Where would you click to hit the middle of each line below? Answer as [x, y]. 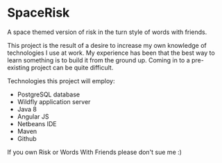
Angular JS [33, 117]
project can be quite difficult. [72, 67]
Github [27, 138]
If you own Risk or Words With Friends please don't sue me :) [95, 152]
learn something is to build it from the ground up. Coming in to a [99, 60]
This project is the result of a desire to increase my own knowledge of [107, 45]
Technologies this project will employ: [61, 80]
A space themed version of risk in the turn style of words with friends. [107, 32]
